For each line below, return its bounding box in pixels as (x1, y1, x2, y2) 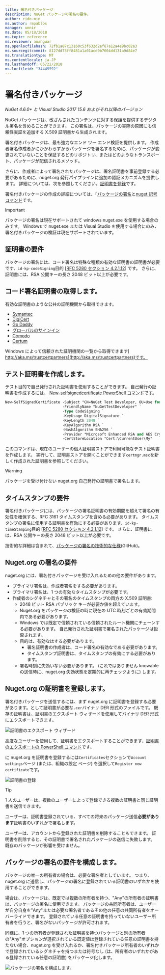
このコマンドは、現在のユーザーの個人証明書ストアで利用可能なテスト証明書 (5, 446, 160, 452)
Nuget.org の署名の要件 (5, 558, 78, 567)
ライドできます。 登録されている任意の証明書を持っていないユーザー (13, 913, 152, 919)
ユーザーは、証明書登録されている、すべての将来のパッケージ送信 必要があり (5, 813, 160, 819)
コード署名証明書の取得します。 (5, 287, 102, 296)
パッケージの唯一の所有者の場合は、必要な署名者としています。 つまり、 (5, 872, 152, 878)
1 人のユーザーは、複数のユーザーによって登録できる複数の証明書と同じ (5, 797, 150, 803)
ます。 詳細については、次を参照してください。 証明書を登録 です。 (5, 180, 138, 187)
